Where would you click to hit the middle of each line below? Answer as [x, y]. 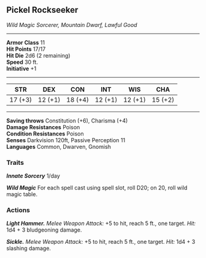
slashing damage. [29, 248]
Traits [15, 162]
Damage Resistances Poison [43, 127]
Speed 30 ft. [22, 62]
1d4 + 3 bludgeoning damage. [44, 230]
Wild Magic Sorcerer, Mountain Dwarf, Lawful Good [72, 25]
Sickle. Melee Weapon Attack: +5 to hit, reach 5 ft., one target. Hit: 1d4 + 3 [101, 242]
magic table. [22, 194]
